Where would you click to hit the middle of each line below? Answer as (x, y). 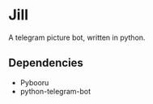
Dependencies (46, 63)
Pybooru (34, 82)
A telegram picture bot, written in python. (77, 37)
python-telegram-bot (55, 91)
